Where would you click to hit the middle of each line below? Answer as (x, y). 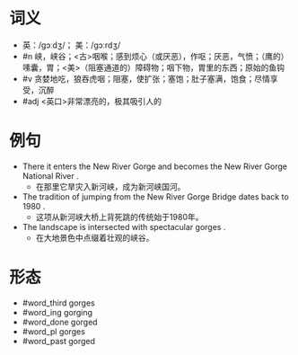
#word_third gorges (59, 303)
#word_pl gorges (53, 331)
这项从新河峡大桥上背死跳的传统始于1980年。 (119, 217)
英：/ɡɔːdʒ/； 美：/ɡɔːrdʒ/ (71, 45)
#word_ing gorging (57, 312)
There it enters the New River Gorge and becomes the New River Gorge (155, 166)
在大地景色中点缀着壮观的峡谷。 (95, 237)
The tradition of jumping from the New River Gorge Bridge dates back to (155, 196)
